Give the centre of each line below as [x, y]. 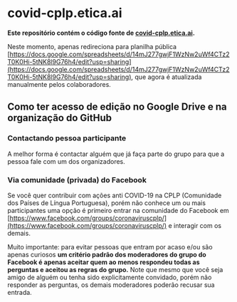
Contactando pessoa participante [67, 138]
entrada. [20, 292]
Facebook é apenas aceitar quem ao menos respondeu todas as [104, 262]
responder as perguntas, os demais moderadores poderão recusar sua [111, 285]
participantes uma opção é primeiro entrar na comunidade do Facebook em [118, 210]
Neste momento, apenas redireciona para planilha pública [92, 46]
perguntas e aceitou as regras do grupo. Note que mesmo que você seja [115, 269]
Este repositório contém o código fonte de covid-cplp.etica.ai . [101, 33]
